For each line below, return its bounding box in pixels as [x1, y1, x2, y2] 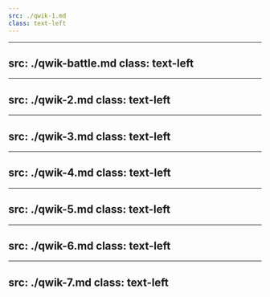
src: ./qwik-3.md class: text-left [8, 129, 171, 143]
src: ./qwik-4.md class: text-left [8, 166, 171, 180]
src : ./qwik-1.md [8, 11, 67, 20]
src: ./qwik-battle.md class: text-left [8, 56, 194, 70]
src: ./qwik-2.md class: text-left [8, 93, 171, 107]
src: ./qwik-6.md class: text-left [8, 238, 171, 253]
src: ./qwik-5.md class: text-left [8, 202, 171, 217]
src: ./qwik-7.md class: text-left [8, 275, 169, 289]
